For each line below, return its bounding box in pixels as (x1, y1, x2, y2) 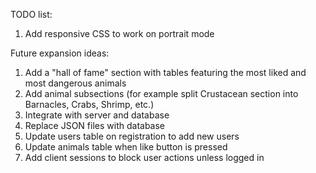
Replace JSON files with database (24, 120, 166, 131)
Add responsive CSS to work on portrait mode (24, 28, 215, 39)
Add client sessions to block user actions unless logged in (24, 152, 265, 163)
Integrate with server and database (24, 109, 170, 121)
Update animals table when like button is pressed (24, 141, 228, 153)
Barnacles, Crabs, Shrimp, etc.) (24, 99, 155, 110)
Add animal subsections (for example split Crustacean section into (24, 88, 299, 99)
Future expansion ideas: (10, 47, 110, 59)
